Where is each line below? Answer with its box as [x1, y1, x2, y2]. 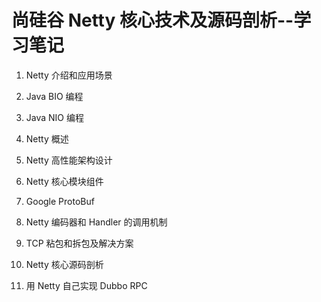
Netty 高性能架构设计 [25, 154, 113, 166]
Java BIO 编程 [25, 90, 84, 102]
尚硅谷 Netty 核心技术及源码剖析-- [11, 9, 294, 32]
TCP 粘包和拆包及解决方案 [25, 237, 134, 249]
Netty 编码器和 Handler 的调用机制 [25, 216, 168, 228]
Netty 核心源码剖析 [25, 258, 104, 270]
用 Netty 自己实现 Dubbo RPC [25, 279, 148, 291]
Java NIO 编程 [25, 111, 84, 123]
